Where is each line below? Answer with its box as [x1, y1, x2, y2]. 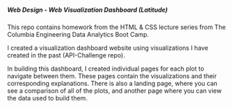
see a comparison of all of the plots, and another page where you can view [7, 87, 222, 95]
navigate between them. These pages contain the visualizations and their [7, 71, 217, 80]
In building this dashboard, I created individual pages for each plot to [7, 64, 204, 73]
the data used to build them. [7, 93, 88, 102]
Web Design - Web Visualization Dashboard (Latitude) [7, 6, 168, 14]
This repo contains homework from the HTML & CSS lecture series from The [7, 23, 226, 31]
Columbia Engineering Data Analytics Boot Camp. [7, 30, 150, 38]
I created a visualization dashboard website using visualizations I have [7, 44, 209, 52]
